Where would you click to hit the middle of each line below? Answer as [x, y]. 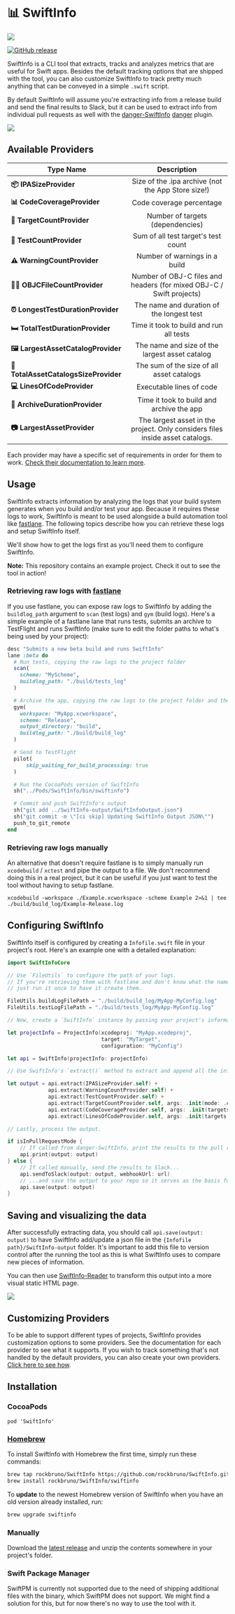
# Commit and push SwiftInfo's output [70, 804]
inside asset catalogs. [177, 438]
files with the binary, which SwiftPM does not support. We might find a [109, 1596]
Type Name [67, 169]
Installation [32, 1387]
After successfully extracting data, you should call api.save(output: [105, 1232]
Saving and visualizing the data [77, 1215]
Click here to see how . [39, 1365]
